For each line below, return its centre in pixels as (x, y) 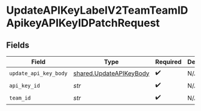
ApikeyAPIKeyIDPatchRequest (83, 23)
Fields (18, 45)
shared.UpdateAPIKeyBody (111, 73)
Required (168, 62)
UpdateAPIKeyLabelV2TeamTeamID (97, 10)
